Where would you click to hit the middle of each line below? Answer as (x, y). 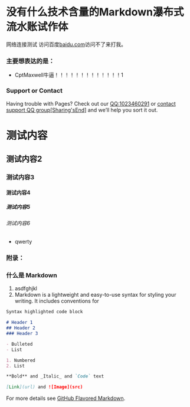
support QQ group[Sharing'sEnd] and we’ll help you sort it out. (82, 110)
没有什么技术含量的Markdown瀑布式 (95, 12)
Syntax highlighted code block (45, 312)
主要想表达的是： (30, 61)
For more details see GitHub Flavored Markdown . (66, 398)
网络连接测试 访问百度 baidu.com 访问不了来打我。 (66, 44)
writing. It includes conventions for (57, 301)
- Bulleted (19, 344)
